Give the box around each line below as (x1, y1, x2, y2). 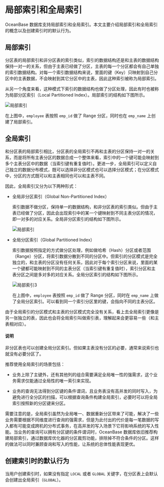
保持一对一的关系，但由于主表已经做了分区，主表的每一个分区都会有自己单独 (5, 63, 159, 69)
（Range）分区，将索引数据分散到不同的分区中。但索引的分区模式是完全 (12, 253, 158, 259)
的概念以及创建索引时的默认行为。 (5, 27, 74, 33)
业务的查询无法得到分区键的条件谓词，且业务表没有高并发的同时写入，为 (12, 388, 158, 394)
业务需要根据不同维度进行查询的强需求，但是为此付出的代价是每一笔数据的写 (5, 417, 159, 423)
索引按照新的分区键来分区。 (12, 400, 68, 406)
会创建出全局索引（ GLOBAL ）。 (5, 477, 63, 483)
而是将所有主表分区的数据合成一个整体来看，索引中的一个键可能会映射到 (13, 154, 159, 160)
